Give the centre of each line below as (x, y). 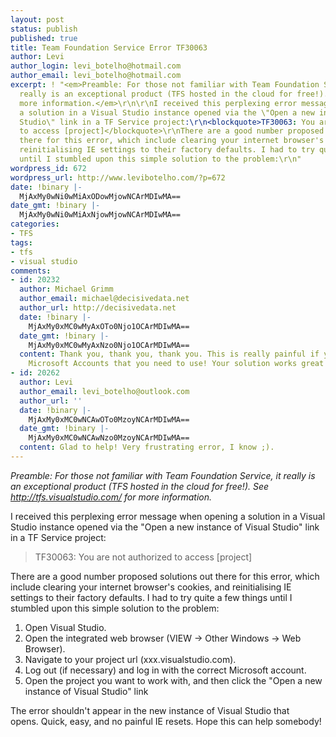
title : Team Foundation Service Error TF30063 (109, 47)
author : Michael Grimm (66, 289)
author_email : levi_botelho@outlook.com (104, 391)
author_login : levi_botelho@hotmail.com (96, 66)
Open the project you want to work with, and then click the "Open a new (173, 680)
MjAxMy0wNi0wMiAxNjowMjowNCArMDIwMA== (100, 215)
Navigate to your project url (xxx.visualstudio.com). (130, 659)
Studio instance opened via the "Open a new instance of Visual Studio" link (165, 527)
